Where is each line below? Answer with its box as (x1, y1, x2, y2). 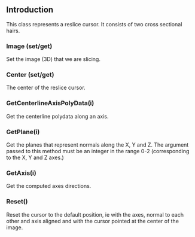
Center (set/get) (6, 71, 54, 79)
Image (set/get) (6, 42, 53, 50)
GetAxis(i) (6, 169, 37, 177)
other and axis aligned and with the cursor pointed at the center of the (6, 217, 179, 224)
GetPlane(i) (6, 127, 40, 136)
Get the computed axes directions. (6, 183, 92, 190)
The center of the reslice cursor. (6, 84, 86, 92)
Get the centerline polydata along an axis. (6, 113, 109, 120)
